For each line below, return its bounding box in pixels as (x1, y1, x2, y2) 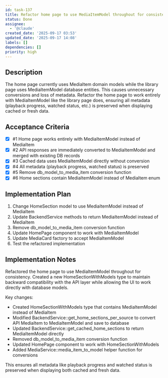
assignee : (5, 21, 26, 27)
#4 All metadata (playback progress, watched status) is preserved (12, 164, 149, 170)
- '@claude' (9, 26, 35, 31)
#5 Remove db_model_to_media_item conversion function (12, 169, 131, 175)
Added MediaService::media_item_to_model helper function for (12, 347, 142, 353)
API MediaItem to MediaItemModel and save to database (12, 320, 129, 326)
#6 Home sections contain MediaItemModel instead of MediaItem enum (12, 175, 160, 181)
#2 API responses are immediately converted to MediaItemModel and (12, 147, 155, 153)
